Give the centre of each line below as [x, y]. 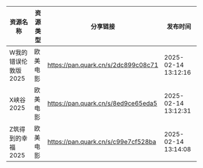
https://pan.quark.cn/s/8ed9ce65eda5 [102, 103]
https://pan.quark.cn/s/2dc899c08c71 [103, 65]
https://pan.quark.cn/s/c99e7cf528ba [102, 142]
